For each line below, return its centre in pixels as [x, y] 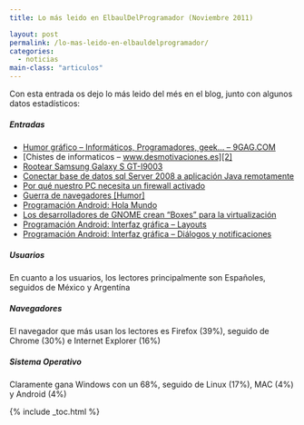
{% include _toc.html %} [55, 411]
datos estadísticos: [44, 104]
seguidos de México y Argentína [70, 287]
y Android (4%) [38, 394]
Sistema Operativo [45, 361]
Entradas [27, 124]
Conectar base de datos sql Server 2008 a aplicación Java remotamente [158, 176]
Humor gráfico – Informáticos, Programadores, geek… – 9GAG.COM [149, 147]
